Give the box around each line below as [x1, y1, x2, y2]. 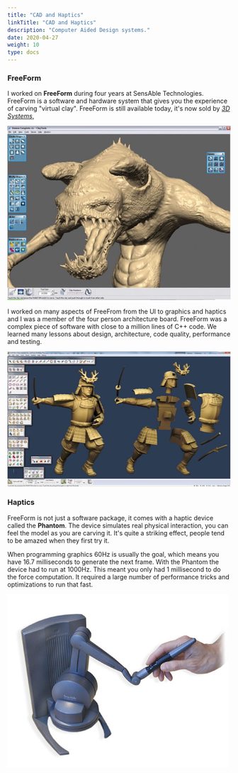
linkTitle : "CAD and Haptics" [7, 18, 97, 26]
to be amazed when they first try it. [7, 536, 110, 545]
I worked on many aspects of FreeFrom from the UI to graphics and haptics [7, 307, 227, 316]
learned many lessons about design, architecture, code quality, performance [7, 330, 231, 338]
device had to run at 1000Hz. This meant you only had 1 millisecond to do [7, 565, 221, 574]
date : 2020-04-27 [7, 34, 59, 41]
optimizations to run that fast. [7, 580, 93, 589]
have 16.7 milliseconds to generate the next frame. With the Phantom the [7, 557, 220, 566]
